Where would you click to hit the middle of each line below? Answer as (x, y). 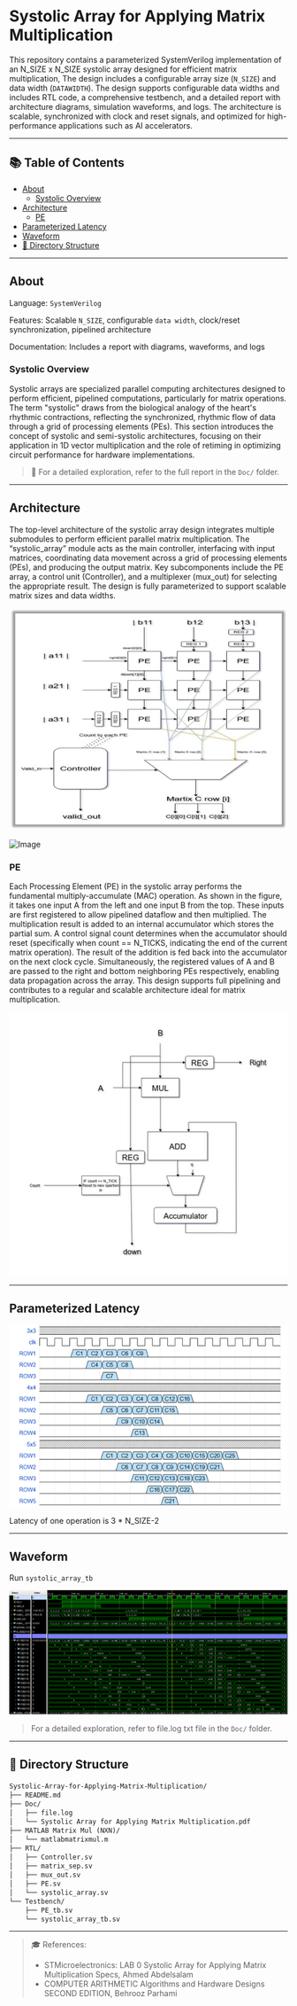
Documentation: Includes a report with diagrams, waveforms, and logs (137, 347)
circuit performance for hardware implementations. (102, 455)
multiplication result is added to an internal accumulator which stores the (141, 925)
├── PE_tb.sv (49, 1910)
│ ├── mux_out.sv (45, 1875)
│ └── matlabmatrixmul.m (59, 1839)
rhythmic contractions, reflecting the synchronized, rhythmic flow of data (142, 417)
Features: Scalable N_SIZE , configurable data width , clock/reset (125, 320)
